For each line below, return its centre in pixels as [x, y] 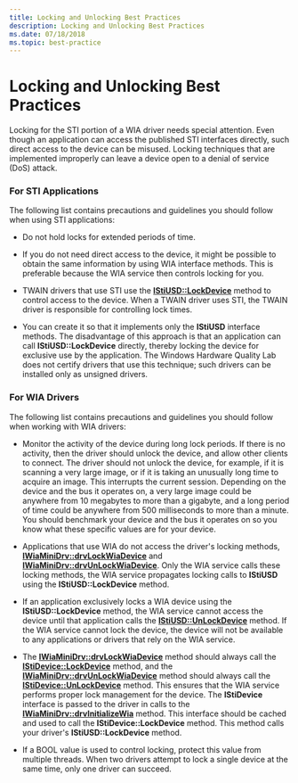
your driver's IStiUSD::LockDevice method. [102, 732]
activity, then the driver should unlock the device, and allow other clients [155, 453]
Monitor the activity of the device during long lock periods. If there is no [154, 443]
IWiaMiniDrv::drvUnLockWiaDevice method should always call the [146, 675]
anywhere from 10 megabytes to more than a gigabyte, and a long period [156, 500]
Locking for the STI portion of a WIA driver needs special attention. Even [142, 130]
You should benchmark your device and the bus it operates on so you [149, 519]
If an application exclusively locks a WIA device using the [127, 601]
